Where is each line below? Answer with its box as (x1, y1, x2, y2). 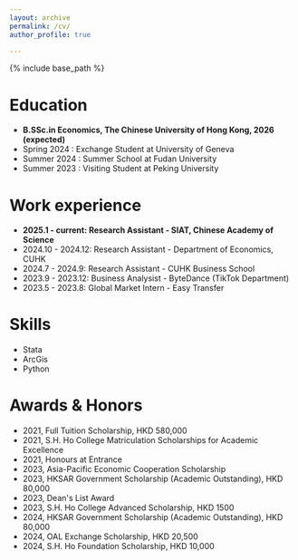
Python (22, 363, 50, 374)
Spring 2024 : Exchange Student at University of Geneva (22, 144, 235, 155)
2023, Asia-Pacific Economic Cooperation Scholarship (22, 464, 226, 475)
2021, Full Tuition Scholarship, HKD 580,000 (22, 425, 187, 436)
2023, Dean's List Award (22, 493, 115, 504)
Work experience (9, 195, 142, 216)
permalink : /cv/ (9, 22, 71, 31)
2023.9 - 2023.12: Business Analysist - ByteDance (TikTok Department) (22, 273, 290, 284)
